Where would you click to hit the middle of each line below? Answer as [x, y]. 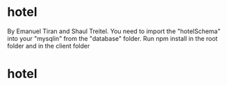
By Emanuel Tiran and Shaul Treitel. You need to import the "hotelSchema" [114, 31]
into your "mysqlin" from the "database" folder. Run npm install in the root [112, 38]
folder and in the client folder [49, 46]
